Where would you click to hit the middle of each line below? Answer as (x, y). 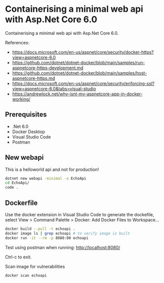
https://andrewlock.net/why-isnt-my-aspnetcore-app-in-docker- (77, 94)
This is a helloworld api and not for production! (52, 169)
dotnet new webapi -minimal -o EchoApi (46, 178)
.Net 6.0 (20, 126)
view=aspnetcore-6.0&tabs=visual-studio (54, 88)
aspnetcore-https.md (34, 78)
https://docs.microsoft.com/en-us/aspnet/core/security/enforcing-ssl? (83, 83)
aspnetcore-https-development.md (48, 68)
